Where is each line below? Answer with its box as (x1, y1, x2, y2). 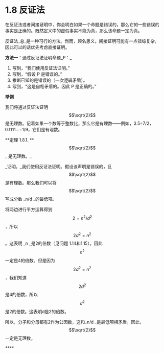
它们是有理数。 (32, 126, 63, 132)
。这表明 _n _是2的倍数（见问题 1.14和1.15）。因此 (5, 240, 103, 246)
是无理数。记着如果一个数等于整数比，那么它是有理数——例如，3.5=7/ (5, 120, 147, 126)
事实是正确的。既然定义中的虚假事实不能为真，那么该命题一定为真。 (5, 27, 142, 33)
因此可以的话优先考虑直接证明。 (5, 44, 70, 50)
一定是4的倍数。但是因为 (5, 258, 55, 263)
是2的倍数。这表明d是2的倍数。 (5, 308, 69, 314)
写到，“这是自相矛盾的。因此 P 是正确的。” (12, 83, 96, 89)
